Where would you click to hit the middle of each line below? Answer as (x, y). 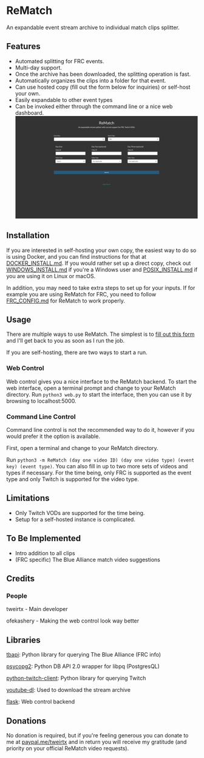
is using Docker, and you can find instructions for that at (76, 256)
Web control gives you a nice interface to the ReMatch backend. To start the (102, 381)
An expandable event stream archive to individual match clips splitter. (93, 27)
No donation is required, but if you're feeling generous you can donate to (97, 736)
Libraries (23, 640)
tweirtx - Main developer (37, 609)
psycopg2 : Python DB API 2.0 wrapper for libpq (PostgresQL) (83, 666)
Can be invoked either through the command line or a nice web (94, 106)
